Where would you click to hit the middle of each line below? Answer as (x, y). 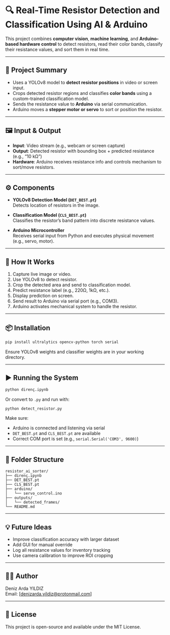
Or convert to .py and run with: (37, 399)
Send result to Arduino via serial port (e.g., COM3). (66, 301)
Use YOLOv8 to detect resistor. (45, 280)
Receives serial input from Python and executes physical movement (83, 236)
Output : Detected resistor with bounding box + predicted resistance (83, 151)
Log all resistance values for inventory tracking (61, 550)
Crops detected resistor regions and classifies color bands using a (82, 93)
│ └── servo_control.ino (34, 493)
